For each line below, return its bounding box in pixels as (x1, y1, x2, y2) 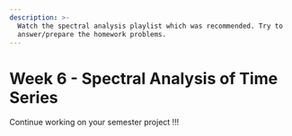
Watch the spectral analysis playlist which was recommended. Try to (17, 21, 283, 30)
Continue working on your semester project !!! (9, 117, 180, 128)
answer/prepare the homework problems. (17, 30, 167, 38)
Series (9, 87, 58, 107)
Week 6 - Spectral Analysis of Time (9, 68, 279, 89)
